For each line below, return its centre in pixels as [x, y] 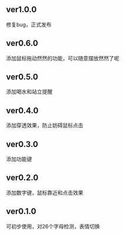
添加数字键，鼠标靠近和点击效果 [45, 192]
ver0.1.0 [21, 211]
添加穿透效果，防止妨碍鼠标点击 [45, 125]
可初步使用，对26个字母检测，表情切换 [53, 226]
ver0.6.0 [22, 43]
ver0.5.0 [22, 77]
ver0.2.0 [22, 178]
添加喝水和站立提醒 [29, 92]
